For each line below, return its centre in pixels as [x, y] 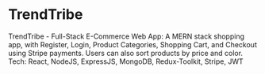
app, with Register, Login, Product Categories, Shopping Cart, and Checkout [133, 44]
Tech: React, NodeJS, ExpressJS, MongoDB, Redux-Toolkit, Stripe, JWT [126, 61]
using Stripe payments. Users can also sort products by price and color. [126, 53]
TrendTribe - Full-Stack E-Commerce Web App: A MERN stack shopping [126, 36]
